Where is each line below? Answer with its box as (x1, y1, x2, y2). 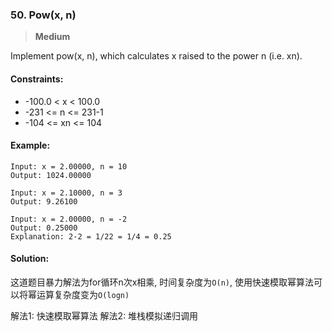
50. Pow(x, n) (10, 8, 77, 22)
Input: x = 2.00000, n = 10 (10, 161, 128, 172)
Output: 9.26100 (10, 196, 78, 207)
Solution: (10, 253, 50, 265)
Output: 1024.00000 (10, 170, 92, 180)
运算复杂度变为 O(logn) (36, 288, 130, 300)
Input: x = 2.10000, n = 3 (10, 188, 123, 198)
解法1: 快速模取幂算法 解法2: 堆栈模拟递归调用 (10, 309, 199, 322)
